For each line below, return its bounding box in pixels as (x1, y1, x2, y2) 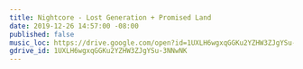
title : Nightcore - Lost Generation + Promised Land (9, 13, 212, 22)
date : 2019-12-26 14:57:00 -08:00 (9, 22, 140, 30)
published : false (9, 30, 75, 39)
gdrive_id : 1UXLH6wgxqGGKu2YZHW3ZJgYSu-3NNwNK (9, 47, 188, 56)
